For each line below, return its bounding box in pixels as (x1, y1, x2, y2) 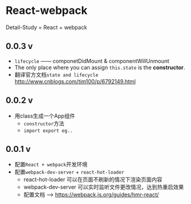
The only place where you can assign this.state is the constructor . (14, 64, 186, 71)
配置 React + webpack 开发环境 (14, 161, 88, 168)
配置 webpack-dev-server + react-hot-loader (14, 168, 125, 176)
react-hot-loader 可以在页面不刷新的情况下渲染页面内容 (23, 176, 163, 183)
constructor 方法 (23, 119, 65, 127)
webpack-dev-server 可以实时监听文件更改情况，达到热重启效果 (23, 183, 184, 191)
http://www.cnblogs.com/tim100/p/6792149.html (14, 77, 136, 85)
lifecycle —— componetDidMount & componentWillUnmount (14, 57, 170, 64)
